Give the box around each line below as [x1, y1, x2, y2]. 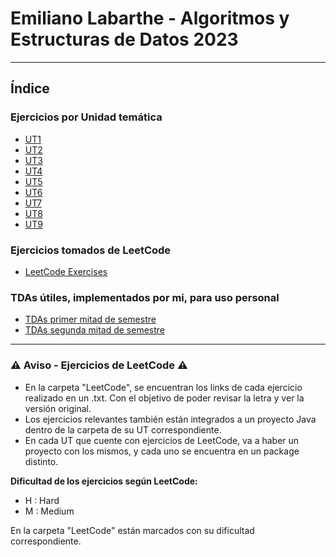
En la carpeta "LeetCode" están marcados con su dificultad [10, 524, 255, 536]
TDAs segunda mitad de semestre [24, 324, 165, 336]
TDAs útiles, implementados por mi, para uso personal [10, 290, 280, 304]
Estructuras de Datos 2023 [10, 28, 239, 51]
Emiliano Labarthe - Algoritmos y [10, 7, 290, 30]
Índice [10, 80, 50, 97]
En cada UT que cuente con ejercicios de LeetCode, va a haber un [24, 434, 300, 446]
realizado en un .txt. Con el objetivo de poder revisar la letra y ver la [24, 392, 305, 404]
